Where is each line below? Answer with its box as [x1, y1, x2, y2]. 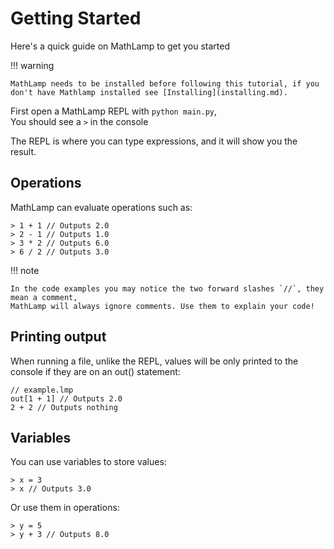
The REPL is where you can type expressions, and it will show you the [10, 135, 298, 147]
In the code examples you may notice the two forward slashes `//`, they [10, 283, 325, 294]
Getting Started [10, 7, 142, 30]
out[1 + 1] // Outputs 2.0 [10, 393, 123, 404]
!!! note [10, 264, 40, 276]
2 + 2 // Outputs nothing [10, 402, 118, 412]
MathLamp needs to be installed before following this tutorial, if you [10, 78, 320, 89]
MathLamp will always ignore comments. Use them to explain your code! [10, 301, 315, 311]
